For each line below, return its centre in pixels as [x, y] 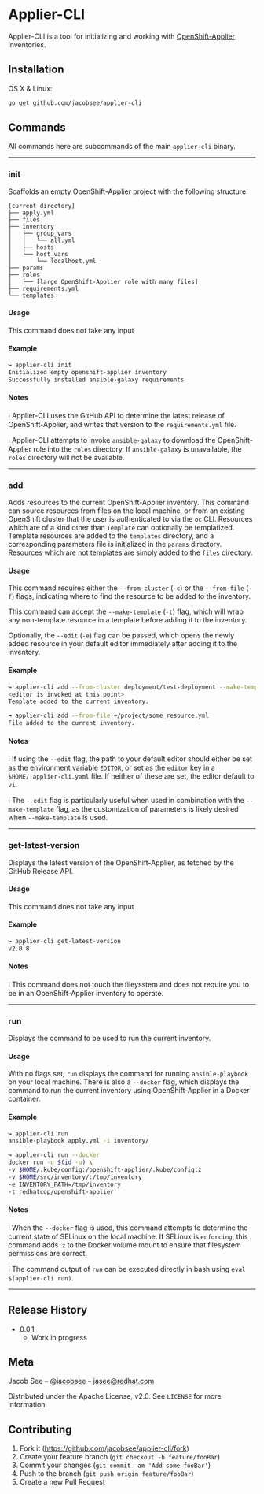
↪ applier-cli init [40, 365]
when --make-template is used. [58, 818]
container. [24, 1099]
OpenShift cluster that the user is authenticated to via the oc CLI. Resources [130, 519]
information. [28, 1405]
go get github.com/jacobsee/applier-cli [75, 103]
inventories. [27, 44]
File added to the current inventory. [71, 723]
